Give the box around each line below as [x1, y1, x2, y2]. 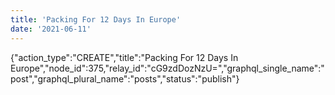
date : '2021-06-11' [10, 24, 92, 34]
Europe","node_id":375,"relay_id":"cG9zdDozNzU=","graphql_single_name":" [10, 62, 325, 74]
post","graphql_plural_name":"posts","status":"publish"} [10, 72, 240, 85]
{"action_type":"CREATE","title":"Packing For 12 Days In [10, 51, 239, 63]
